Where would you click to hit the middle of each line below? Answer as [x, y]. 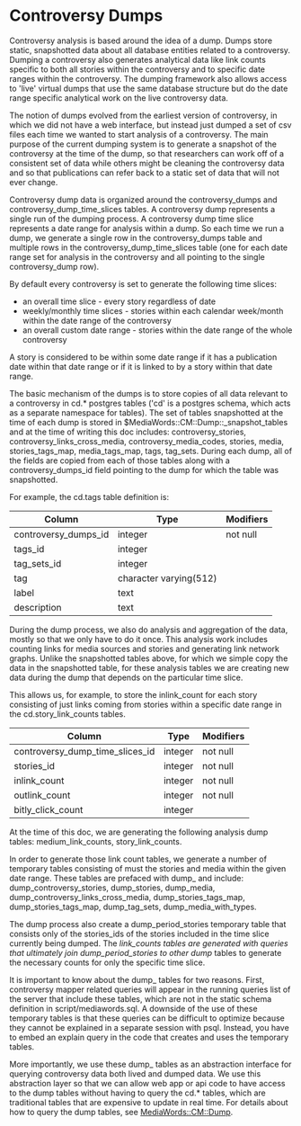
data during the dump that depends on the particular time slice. [126, 677]
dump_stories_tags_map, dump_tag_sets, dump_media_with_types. [133, 907]
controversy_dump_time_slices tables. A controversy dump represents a [142, 209]
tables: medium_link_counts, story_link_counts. [96, 841]
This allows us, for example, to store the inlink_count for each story [133, 694]
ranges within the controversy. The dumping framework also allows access [148, 78]
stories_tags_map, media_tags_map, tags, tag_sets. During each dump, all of [151, 451]
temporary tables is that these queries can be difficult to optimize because [147, 1018]
